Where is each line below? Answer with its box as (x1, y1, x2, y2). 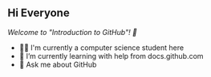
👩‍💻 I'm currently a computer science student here (18, 43, 185, 52)
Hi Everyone (7, 6, 70, 20)
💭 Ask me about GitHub (18, 60, 97, 69)
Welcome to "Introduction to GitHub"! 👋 (7, 27, 138, 37)
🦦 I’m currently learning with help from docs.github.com (18, 51, 204, 60)
